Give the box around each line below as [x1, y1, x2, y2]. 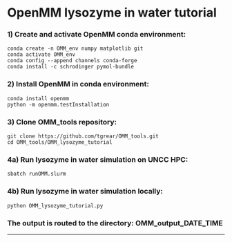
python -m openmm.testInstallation [7, 101, 110, 108]
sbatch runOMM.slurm [7, 171, 67, 178]
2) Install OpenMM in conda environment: [7, 80, 150, 89]
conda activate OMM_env [7, 51, 76, 58]
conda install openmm [7, 95, 70, 102]
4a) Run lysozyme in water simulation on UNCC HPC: [7, 155, 188, 164]
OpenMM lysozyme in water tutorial [7, 5, 217, 21]
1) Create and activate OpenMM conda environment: [7, 30, 186, 39]
